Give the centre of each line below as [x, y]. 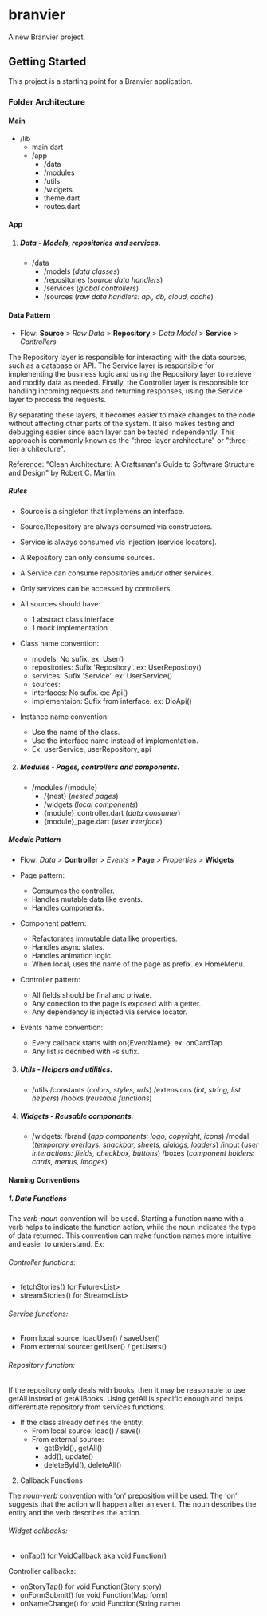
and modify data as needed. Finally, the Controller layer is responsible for [128, 382]
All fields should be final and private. [92, 994]
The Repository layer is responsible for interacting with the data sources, [128, 357]
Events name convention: [61, 1027]
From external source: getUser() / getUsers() [93, 1347]
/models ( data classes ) [82, 271]
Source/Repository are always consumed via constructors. [116, 526]
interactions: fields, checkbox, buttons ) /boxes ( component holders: [143, 1153]
